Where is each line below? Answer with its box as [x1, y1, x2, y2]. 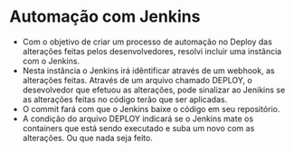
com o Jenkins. [22, 55, 80, 66]
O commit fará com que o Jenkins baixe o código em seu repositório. [22, 103, 280, 114]
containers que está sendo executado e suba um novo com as [22, 122, 255, 133]
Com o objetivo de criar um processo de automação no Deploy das [22, 36, 273, 47]
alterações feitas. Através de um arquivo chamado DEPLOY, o [22, 74, 253, 85]
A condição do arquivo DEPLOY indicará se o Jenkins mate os [22, 113, 254, 124]
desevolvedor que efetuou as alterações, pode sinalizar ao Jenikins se [22, 84, 286, 95]
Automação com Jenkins [9, 6, 201, 27]
